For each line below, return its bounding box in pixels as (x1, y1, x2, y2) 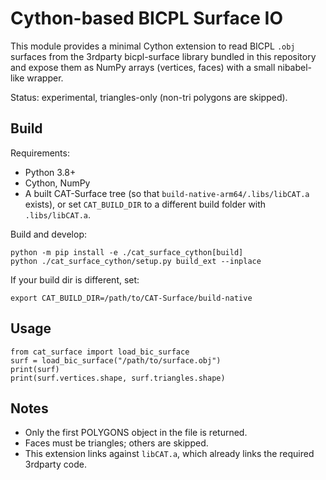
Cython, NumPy (24, 177, 91, 189)
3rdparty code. (24, 458, 87, 471)
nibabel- (277, 61, 313, 73)
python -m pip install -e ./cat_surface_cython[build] (10, 247, 244, 257)
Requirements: (10, 147, 70, 159)
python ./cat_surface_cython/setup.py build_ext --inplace (10, 256, 262, 266)
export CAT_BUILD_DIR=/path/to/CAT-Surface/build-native (10, 293, 253, 303)
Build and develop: (10, 228, 87, 240)
